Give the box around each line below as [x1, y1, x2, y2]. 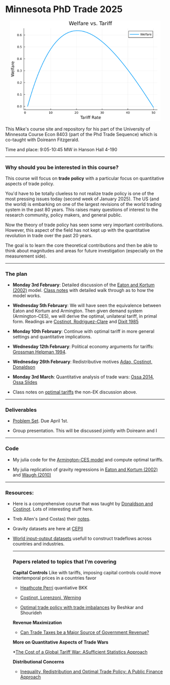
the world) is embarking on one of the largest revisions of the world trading [5, 201, 162, 207]
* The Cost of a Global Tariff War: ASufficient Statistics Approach [12, 649, 148, 655]
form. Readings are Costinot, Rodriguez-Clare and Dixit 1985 [12, 319, 139, 325]
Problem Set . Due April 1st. [12, 418, 68, 424]
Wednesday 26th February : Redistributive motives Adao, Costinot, [12, 359, 153, 365]
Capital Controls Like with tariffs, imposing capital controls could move [12, 570, 161, 576]
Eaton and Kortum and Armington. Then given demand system [12, 308, 143, 314]
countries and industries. [12, 541, 65, 547]
